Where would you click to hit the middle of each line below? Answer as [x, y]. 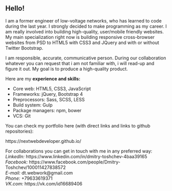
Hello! [15, 8]
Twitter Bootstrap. [24, 48]
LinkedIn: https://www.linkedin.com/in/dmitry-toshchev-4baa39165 [76, 156]
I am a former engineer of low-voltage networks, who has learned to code [83, 20]
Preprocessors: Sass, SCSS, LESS [49, 99]
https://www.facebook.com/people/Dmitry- [75, 162]
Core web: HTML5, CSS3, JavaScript [52, 89]
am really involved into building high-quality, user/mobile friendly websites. [85, 31]
